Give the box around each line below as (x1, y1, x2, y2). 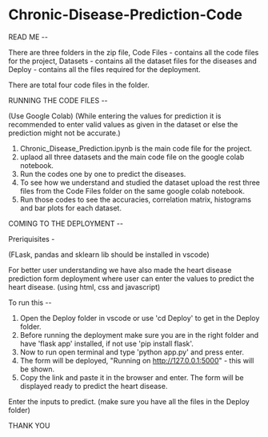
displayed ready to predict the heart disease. (19, 381, 168, 391)
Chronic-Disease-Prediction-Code (8, 6, 242, 24)
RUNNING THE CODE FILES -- (8, 95, 108, 105)
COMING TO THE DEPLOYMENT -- (8, 218, 124, 228)
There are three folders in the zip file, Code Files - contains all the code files (8, 47, 259, 57)
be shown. (19, 364, 55, 374)
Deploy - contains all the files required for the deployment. (8, 64, 202, 74)
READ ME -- (8, 32, 49, 42)
